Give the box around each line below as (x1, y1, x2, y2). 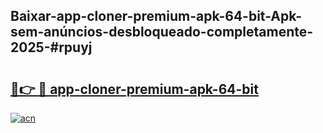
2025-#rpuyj (10, 39, 93, 56)
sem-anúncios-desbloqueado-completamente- (10, 24, 314, 41)
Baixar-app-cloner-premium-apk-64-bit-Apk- (10, 8, 303, 25)
